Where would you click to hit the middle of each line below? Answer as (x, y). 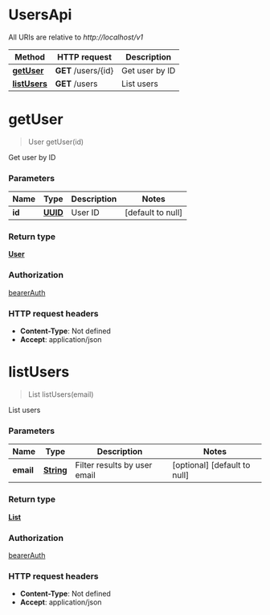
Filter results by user (114, 465)
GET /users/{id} (84, 70)
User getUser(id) (56, 142)
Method (30, 56)
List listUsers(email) (61, 394)
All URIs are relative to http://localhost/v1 (76, 37)
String (55, 470)
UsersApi (40, 15)
